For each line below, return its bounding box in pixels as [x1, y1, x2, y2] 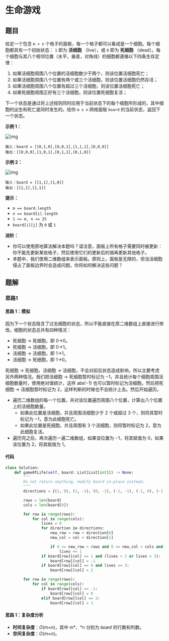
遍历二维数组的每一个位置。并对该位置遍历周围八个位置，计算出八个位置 [12, 397, 162, 403]
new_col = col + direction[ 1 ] [50, 535, 114, 540]
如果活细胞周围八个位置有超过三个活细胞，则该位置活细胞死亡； [12, 83, 145, 89]
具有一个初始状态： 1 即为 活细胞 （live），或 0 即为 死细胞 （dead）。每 [14, 47, 161, 53]
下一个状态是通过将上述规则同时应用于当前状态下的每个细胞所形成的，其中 [5, 100, 159, 106]
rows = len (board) [23, 497, 62, 503]
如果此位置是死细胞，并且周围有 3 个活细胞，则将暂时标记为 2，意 [20, 422, 157, 428]
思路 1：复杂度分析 [5, 612, 44, 618]
